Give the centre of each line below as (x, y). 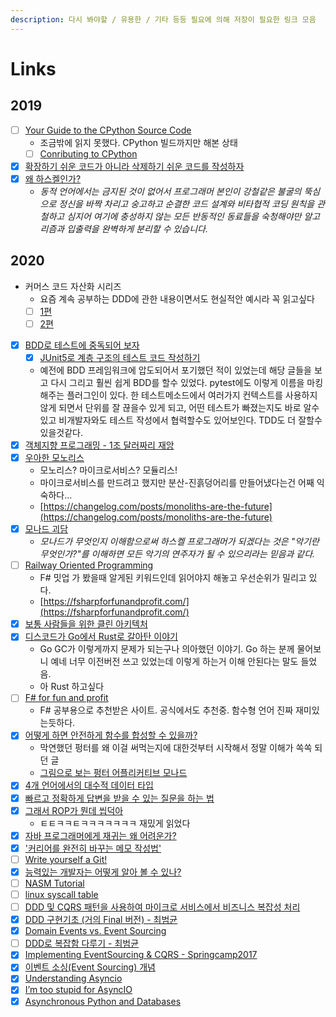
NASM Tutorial (54, 883)
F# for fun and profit (66, 698)
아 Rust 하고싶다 (72, 687)
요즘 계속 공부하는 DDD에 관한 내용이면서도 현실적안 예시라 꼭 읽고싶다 (177, 298)
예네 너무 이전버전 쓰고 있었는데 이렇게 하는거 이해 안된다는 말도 (174, 662)
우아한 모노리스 (54, 457)
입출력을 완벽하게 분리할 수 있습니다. (137, 228)
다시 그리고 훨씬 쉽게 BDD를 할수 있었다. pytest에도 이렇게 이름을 (177, 382)
